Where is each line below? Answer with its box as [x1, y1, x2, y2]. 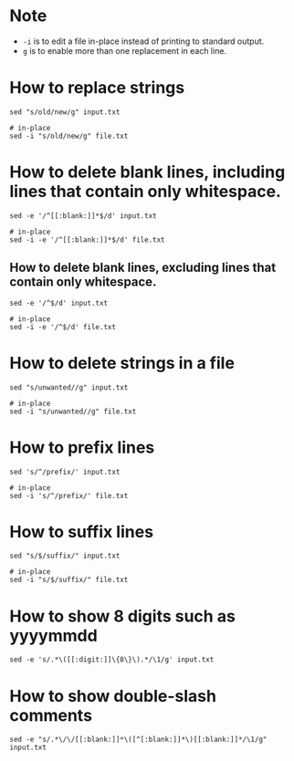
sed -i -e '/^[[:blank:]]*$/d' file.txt [9, 235, 166, 245]
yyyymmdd [9, 625, 98, 646]
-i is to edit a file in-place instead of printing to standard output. [22, 36, 265, 47]
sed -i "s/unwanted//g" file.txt [9, 407, 137, 416]
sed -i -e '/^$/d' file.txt [9, 322, 117, 331]
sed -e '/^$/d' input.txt [9, 298, 108, 308]
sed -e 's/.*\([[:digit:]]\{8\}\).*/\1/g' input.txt [9, 655, 215, 664]
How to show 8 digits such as [9, 606, 236, 626]
